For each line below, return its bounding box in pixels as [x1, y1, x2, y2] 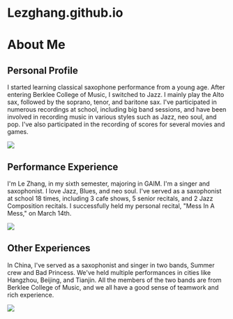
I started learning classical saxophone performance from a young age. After [7, 83, 225, 91]
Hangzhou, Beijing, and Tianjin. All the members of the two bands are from [7, 276, 222, 284]
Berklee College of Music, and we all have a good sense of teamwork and [7, 283, 219, 291]
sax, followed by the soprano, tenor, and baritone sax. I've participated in [7, 98, 218, 106]
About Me [7, 37, 66, 53]
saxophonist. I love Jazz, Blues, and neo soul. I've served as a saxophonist [7, 187, 222, 195]
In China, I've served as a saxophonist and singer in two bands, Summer [7, 260, 215, 269]
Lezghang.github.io [7, 5, 123, 21]
